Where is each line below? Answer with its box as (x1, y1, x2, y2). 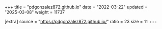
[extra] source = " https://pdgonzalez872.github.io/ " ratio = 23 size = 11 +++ (4, 19, 158, 24)
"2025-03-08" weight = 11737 (4, 9, 65, 15)
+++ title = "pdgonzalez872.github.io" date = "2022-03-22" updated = (4, 4, 148, 10)
